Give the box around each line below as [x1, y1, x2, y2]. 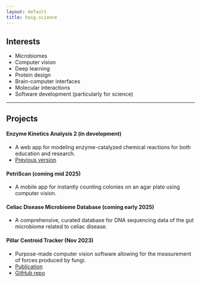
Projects [6, 113, 38, 123]
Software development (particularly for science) [14, 90, 133, 98]
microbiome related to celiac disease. [14, 223, 108, 231]
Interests [6, 37, 41, 47]
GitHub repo [14, 269, 45, 276]
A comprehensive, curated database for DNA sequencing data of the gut [14, 217, 194, 224]
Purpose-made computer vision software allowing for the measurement [14, 250, 191, 257]
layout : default [6, 8, 47, 15]
